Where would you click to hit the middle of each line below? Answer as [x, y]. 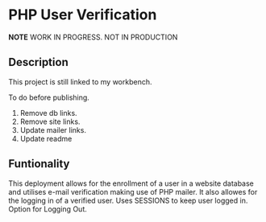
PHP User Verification [83, 15]
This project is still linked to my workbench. [80, 81]
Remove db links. [49, 113]
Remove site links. [50, 121]
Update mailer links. [53, 129]
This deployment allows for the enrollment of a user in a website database [131, 183]
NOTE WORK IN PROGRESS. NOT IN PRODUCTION [93, 37]
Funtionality [39, 164]
